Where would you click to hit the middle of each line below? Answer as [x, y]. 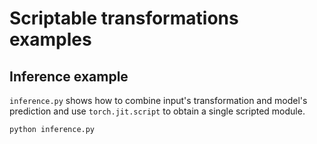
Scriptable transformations [124, 18]
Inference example [69, 76]
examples [50, 39]
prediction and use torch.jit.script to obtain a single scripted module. [157, 111]
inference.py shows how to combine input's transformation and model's [158, 100]
